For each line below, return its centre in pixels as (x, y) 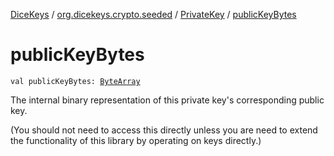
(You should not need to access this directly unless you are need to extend (164, 130)
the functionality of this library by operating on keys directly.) (136, 140)
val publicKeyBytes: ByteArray (75, 81)
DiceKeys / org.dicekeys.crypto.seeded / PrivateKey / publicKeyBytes (153, 14)
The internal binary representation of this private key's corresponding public (167, 100)
